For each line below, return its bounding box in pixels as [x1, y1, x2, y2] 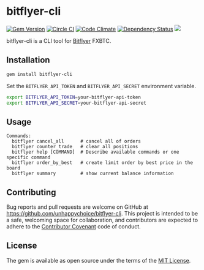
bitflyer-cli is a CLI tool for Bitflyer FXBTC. [6, 37, 111, 44]
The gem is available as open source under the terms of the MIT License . [6, 257, 191, 264]
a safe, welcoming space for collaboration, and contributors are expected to [6, 216, 198, 223]
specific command [6, 154, 51, 160]
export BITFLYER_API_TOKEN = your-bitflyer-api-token [6, 94, 141, 100]
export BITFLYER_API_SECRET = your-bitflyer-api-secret [6, 100, 147, 106]
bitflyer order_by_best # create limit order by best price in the [12, 160, 193, 166]
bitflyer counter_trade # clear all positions [12, 144, 138, 150]
